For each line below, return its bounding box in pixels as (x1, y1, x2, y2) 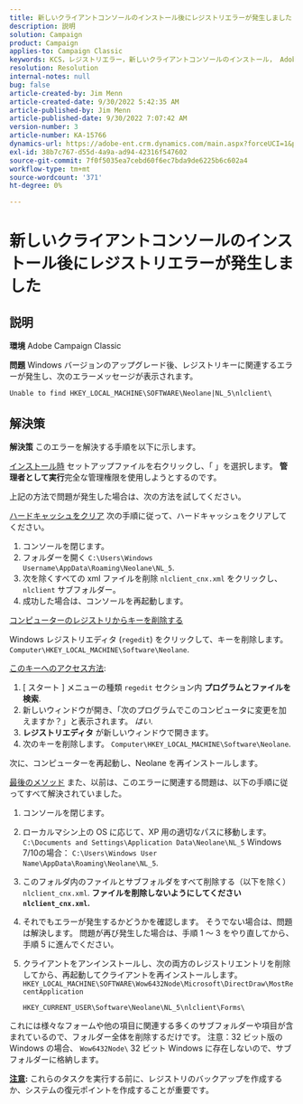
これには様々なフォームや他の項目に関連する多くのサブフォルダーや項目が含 (9, 1020, 294, 1031)
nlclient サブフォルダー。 (22, 584, 121, 594)
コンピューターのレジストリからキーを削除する (9, 614, 183, 625)
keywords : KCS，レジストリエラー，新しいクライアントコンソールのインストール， (9, 55, 277, 64)
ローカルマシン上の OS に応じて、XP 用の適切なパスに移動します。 (22, 826, 271, 837)
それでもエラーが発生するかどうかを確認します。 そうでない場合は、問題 (22, 916, 293, 927)
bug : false (9, 80, 50, 89)
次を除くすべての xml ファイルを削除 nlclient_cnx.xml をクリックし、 (22, 573, 282, 584)
